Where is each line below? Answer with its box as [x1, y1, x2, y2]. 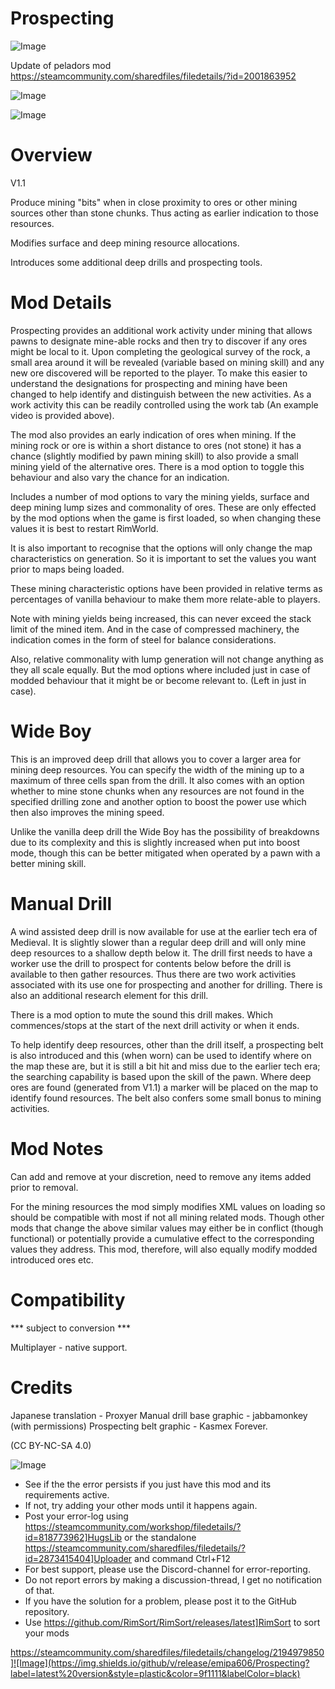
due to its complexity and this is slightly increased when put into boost [10, 836, 301, 848]
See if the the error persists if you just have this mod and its [24, 1478, 272, 1490]
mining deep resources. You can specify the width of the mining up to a [10, 763, 305, 776]
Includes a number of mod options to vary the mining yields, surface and [10, 490, 310, 502]
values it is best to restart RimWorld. [10, 522, 159, 534]
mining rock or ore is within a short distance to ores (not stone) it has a [10, 439, 302, 451]
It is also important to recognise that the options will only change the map [10, 542, 313, 554]
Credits [10, 1376, 73, 1399]
